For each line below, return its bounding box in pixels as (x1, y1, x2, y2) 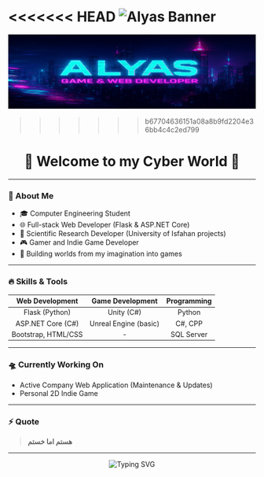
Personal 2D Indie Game (19, 388, 98, 397)
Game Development (91, 296, 159, 306)
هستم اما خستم (27, 437, 73, 446)
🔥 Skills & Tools (8, 276, 68, 287)
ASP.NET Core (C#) (15, 319, 79, 328)
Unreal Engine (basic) (89, 319, 160, 328)
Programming (166, 296, 212, 306)
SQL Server (170, 329, 208, 338)
